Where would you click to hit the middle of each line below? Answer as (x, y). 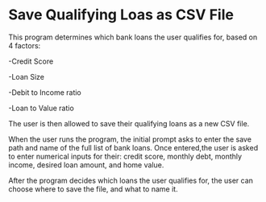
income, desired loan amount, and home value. (86, 165)
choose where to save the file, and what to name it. (94, 189)
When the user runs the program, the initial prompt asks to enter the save (130, 139)
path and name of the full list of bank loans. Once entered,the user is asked (133, 147)
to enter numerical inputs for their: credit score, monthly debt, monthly (125, 156)
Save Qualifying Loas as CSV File (121, 15)
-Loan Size (27, 76)
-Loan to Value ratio (41, 108)
